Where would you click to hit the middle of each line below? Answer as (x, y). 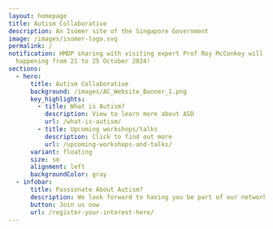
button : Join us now (65, 205)
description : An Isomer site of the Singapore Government (108, 31)
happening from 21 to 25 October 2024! (83, 62)
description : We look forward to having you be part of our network (148, 197)
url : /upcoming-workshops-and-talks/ (108, 144)
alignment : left (57, 167)
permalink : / (30, 46)
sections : (25, 69)
